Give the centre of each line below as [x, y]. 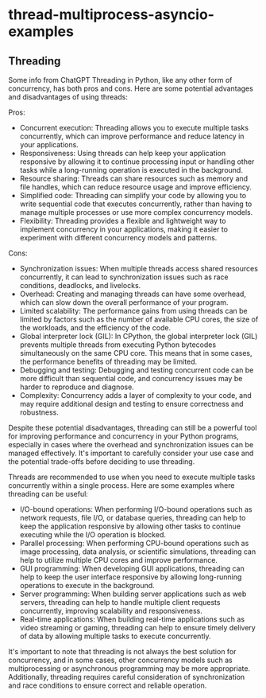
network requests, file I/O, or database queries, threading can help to [133, 518]
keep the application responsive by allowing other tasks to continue [130, 526]
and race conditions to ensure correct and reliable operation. [108, 685]
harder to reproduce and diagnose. [77, 387]
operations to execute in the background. [87, 585]
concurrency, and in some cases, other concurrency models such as [120, 660]
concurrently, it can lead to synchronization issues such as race [124, 277]
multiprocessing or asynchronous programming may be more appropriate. [129, 669]
